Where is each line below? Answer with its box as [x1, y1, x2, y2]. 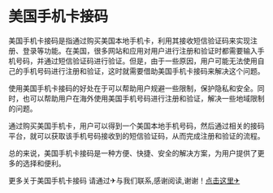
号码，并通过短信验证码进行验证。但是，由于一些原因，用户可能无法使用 [15, 56, 258, 66]
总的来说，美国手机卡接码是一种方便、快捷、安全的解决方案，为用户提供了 [8, 148, 258, 158]
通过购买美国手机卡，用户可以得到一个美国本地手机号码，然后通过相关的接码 [8, 121, 265, 131]
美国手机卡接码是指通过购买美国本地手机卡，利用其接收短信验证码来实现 [8, 36, 250, 45]
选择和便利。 [22, 158, 66, 168]
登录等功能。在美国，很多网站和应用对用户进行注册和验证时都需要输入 [22, 45, 258, 55]
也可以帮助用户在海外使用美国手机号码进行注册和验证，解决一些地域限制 [22, 93, 265, 103]
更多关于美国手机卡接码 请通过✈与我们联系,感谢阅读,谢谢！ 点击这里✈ [8, 175, 240, 185]
